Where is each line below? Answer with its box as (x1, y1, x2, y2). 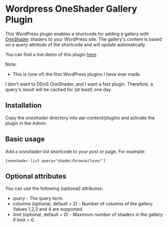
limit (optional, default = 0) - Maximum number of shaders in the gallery (12, 212, 163, 218)
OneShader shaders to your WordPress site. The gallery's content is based (5, 36, 162, 42)
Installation (5, 101, 42, 110)
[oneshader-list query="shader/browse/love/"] (5, 158, 106, 163)
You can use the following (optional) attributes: (5, 185, 103, 191)
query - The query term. (12, 195, 64, 202)
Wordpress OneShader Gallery (5, 3, 137, 15)
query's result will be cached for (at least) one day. (5, 86, 112, 92)
